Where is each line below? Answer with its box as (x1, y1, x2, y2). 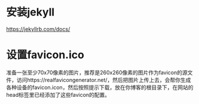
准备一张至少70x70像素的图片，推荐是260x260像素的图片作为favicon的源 (6, 69, 188, 76)
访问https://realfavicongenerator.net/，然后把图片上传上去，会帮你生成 (16, 76, 191, 83)
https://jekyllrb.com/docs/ (6, 25, 71, 33)
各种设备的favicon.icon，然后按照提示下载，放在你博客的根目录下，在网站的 (6, 84, 194, 91)
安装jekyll (6, 5, 55, 19)
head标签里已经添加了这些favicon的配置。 (6, 91, 111, 98)
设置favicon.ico (6, 48, 85, 62)
